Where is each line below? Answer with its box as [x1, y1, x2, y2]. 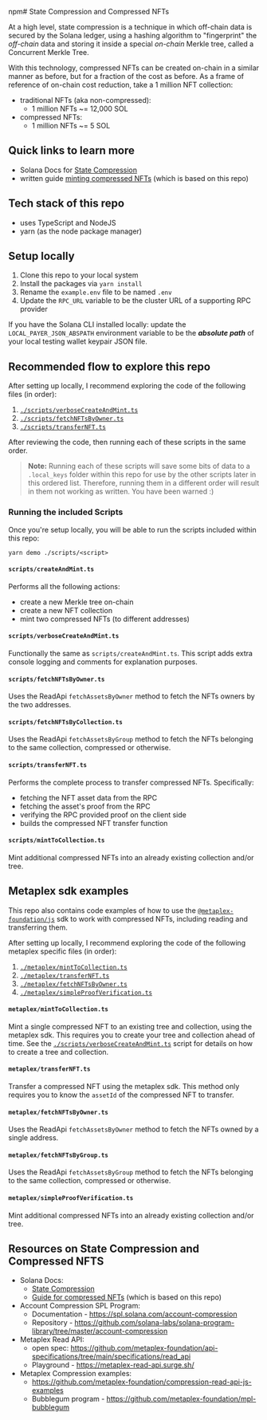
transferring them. [8, 922, 68, 932]
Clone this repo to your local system [19, 270, 139, 280]
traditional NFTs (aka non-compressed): [19, 96, 151, 104]
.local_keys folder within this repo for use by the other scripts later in [27, 470, 257, 479]
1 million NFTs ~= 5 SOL [31, 121, 111, 130]
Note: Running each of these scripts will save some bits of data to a [27, 462, 251, 471]
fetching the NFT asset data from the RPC [19, 793, 158, 802]
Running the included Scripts [8, 506, 124, 517]
